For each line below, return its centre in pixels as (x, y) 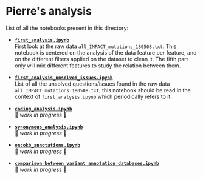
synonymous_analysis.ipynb (49, 127)
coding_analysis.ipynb (43, 109)
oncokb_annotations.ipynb (47, 145)
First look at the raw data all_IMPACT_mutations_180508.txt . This (95, 46)
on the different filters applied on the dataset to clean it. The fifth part (101, 59)
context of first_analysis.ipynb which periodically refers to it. (93, 96)
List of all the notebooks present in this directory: (67, 28)
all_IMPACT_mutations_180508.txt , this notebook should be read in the (102, 90)
